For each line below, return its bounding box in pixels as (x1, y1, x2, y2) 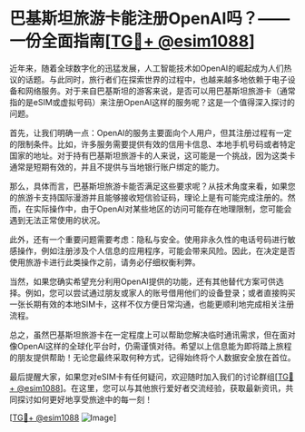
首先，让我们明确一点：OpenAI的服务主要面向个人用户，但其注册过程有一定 (9, 127, 292, 138)
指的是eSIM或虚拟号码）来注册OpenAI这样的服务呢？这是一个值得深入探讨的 (9, 96, 295, 107)
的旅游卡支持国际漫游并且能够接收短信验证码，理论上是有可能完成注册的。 (9, 191, 288, 202)
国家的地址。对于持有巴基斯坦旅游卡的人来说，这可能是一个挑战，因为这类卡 (9, 150, 296, 161)
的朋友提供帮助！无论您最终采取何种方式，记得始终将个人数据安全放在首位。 (9, 351, 296, 363)
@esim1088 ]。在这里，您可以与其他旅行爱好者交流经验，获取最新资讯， (16, 382, 286, 393)
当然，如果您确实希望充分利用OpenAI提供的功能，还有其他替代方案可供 (9, 276, 277, 287)
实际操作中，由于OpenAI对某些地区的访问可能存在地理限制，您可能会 (33, 203, 292, 214)
